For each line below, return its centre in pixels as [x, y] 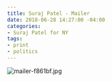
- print [18, 45]
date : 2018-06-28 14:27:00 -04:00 [56, 20]
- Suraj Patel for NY [38, 32]
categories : [24, 26]
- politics [23, 52]
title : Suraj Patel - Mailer [48, 13]
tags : [15, 39]
